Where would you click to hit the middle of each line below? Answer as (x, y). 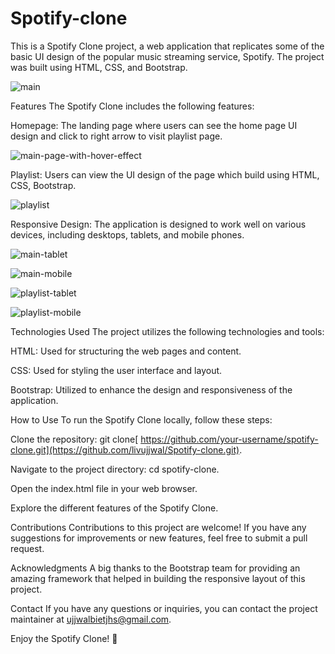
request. (27, 548)
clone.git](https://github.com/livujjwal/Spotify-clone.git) (125, 449)
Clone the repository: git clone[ (74, 439)
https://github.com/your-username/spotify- (229, 439)
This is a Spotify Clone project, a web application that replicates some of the (167, 46)
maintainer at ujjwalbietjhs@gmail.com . (91, 619)
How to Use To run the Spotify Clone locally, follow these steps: (141, 419)
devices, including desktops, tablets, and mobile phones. (127, 234)
